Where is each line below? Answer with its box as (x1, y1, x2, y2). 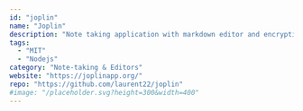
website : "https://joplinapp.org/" (9, 72, 143, 81)
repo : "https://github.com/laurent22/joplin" (9, 80, 183, 89)
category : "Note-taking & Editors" (9, 64, 143, 73)
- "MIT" (17, 47, 47, 55)
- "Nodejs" (17, 55, 59, 64)
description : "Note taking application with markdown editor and (9, 30, 260, 38)
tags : (9, 38, 30, 47)
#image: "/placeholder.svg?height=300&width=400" (9, 88, 200, 97)
